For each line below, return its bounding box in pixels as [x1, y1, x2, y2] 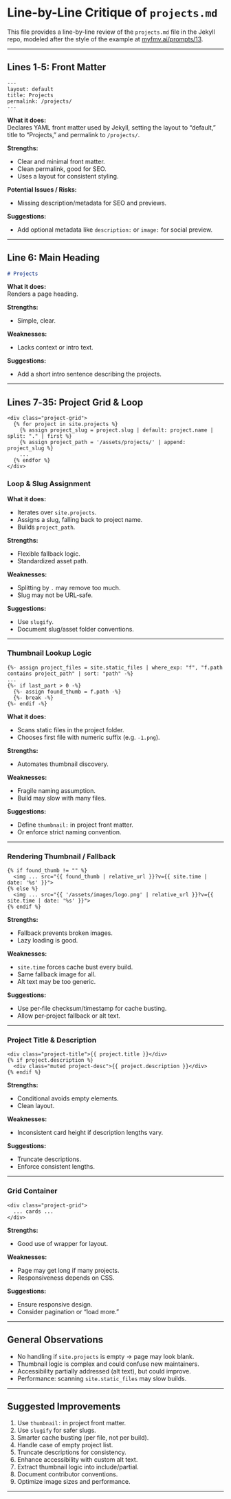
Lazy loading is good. [16, 936, 78, 945]
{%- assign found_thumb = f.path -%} [13, 688, 122, 695]
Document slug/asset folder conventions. [16, 625, 134, 633]
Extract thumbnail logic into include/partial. [16, 1463, 139, 1471]
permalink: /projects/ [7, 98, 72, 105]
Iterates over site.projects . [16, 508, 97, 516]
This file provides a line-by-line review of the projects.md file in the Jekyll [7, 28, 215, 36]
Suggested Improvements [7, 1400, 121, 1412]
